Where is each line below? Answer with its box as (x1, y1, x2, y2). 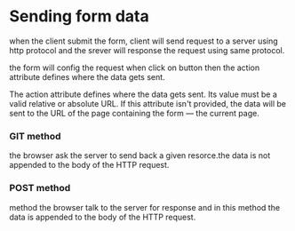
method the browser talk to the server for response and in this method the (9, 202, 281, 212)
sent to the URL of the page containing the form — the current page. (9, 108, 259, 118)
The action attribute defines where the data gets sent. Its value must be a (9, 89, 278, 100)
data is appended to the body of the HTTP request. (9, 211, 196, 222)
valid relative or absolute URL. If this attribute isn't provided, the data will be (9, 98, 287, 108)
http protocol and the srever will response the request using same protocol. (9, 44, 285, 55)
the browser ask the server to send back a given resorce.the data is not (9, 150, 271, 161)
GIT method (9, 130, 61, 142)
